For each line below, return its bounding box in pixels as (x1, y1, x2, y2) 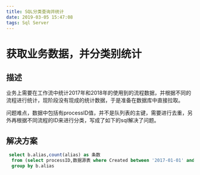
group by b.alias (11, 163, 55, 169)
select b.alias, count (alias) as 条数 (8, 152, 101, 158)
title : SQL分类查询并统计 (6, 8, 64, 15)
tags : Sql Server (6, 20, 49, 26)
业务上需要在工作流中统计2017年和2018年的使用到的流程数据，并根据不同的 (6, 90, 192, 97)
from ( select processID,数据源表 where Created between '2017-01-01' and (11, 158, 195, 164)
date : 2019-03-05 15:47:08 (6, 14, 73, 20)
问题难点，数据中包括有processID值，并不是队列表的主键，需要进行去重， (6, 109, 187, 116)
